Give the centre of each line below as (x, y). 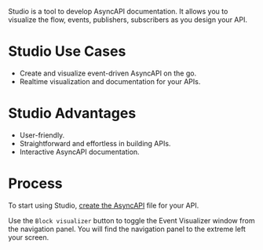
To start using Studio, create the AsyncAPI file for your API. (104, 205)
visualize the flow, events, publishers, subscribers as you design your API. (128, 20)
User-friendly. (42, 135)
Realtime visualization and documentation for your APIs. (110, 81)
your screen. (29, 237)
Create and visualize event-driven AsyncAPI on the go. (108, 73)
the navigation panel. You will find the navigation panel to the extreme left (127, 229)
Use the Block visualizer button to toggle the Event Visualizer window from (131, 220)
